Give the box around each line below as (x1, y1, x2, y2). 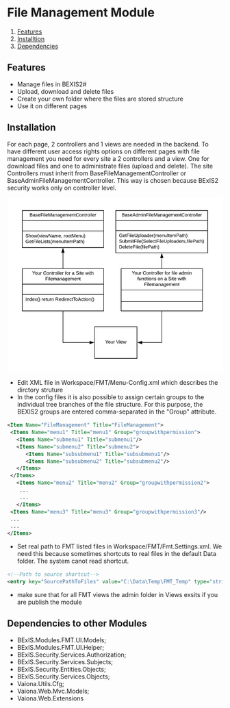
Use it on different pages (16, 101, 88, 110)
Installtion (16, 34, 45, 42)
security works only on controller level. (7, 184, 117, 192)
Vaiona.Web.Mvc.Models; (16, 687, 90, 695)
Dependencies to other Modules (7, 618, 147, 629)
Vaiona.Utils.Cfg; (16, 679, 64, 687)
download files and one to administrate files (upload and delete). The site (7, 162, 214, 170)
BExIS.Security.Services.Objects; (16, 672, 110, 681)
